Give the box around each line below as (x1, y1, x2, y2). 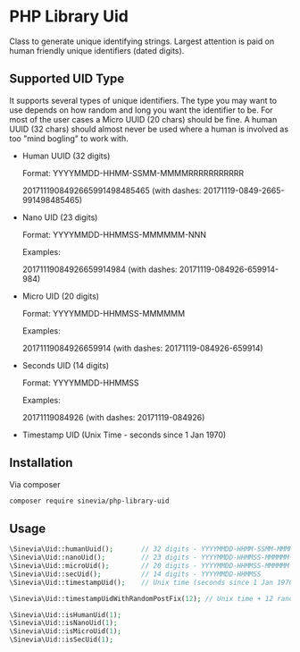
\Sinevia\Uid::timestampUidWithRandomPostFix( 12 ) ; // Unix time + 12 (9, 594, 274, 603)
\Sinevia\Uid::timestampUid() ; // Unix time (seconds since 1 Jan (9, 578, 274, 587)
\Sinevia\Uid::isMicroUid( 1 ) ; (9, 627, 122, 636)
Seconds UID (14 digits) (21, 360, 110, 370)
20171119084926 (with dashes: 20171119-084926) (21, 411, 205, 422)
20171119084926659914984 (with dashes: (21, 264, 178, 275)
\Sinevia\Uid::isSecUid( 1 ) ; (9, 635, 114, 645)
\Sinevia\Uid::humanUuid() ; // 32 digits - (9, 545, 198, 554)
